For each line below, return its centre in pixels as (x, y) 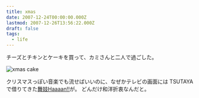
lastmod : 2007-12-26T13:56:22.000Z (50, 23)
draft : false (22, 28)
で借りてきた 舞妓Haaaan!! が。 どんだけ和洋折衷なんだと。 (78, 89)
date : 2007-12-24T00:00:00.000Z (46, 17)
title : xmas (21, 12)
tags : (13, 34)
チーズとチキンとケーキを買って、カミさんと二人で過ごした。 (82, 57)
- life (20, 39)
